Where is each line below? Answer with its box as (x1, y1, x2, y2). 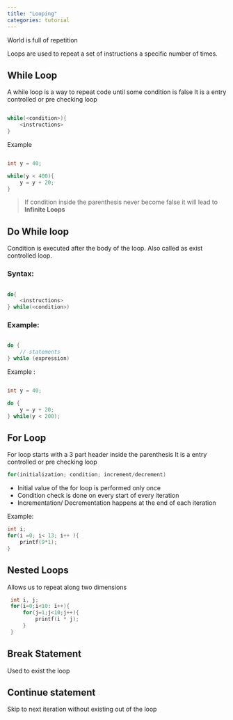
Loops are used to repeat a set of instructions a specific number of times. (7, 49, 218, 58)
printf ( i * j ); (35, 616, 79, 623)
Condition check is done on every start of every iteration (17, 492, 179, 500)
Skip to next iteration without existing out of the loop (7, 705, 157, 714)
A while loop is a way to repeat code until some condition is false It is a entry (7, 88, 227, 96)
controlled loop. (7, 251, 52, 260)
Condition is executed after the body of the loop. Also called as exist (7, 244, 203, 253)
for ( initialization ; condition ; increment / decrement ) (7, 471, 167, 478)
